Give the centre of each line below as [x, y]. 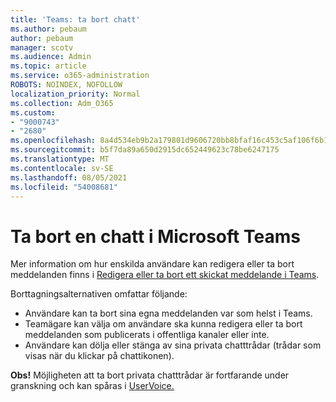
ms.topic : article [48, 66]
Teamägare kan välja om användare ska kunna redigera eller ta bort [163, 324]
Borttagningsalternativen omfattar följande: [99, 294]
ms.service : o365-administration [80, 76]
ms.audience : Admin [51, 57]
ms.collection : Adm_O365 [62, 103]
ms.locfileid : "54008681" [64, 187]
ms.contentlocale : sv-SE [62, 168]
